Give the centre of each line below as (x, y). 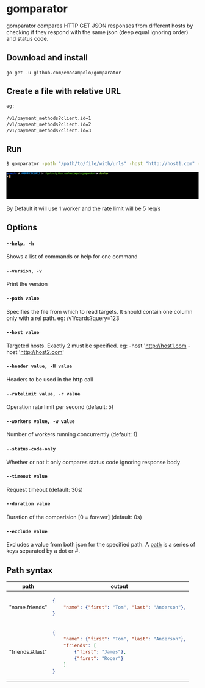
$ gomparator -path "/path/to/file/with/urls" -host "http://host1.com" (101, 164)
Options (22, 227)
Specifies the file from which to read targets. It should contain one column (99, 311)
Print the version (27, 284)
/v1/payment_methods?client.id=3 (49, 130)
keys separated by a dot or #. (43, 551)
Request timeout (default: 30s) (45, 489)
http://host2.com (41, 352)
